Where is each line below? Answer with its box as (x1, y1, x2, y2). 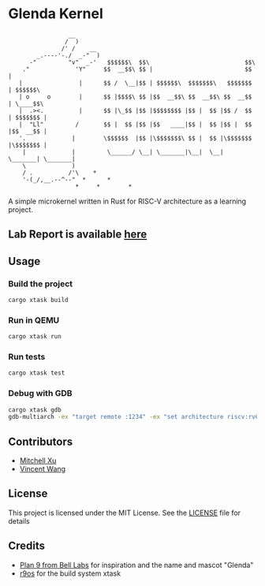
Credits (8, 539, 46, 553)
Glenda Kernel (8, 5, 104, 23)
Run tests (8, 351, 46, 362)
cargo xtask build (8, 297, 69, 304)
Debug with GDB (8, 388, 73, 399)
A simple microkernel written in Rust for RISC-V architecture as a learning (8, 196, 247, 206)
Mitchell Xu (19, 456, 57, 465)
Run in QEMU (8, 315, 60, 326)
